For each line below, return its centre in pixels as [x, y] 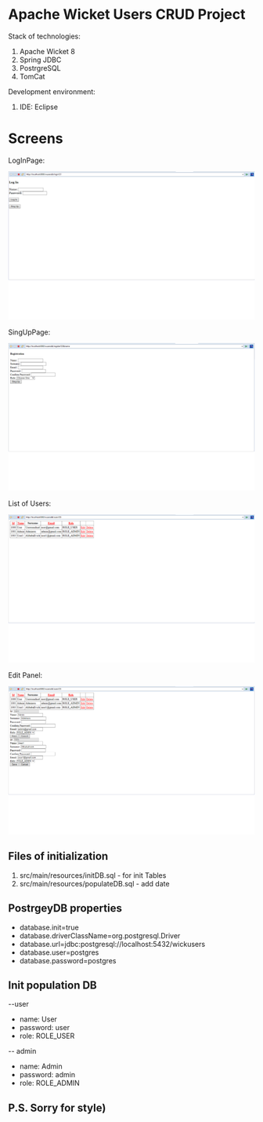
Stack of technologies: [44, 36]
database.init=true [49, 927]
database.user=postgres [59, 952]
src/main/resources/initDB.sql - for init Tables [93, 875]
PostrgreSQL [40, 68]
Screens [36, 139]
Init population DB [53, 985]
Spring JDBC [40, 60]
